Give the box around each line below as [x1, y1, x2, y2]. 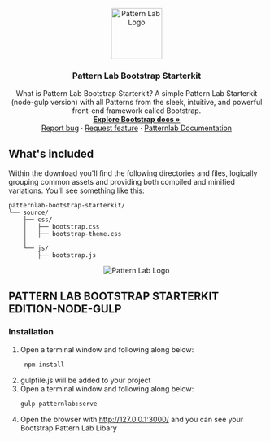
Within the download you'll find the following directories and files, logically [8, 168, 258, 178]
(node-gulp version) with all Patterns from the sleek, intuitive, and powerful [11, 98, 263, 107]
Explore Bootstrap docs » [93, 115, 181, 124]
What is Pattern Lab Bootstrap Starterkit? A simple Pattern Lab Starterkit [15, 89, 258, 98]
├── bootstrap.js [37, 251, 96, 260]
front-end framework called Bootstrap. [72, 106, 202, 116]
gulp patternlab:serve [20, 400, 98, 408]
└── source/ [8, 208, 49, 217]
